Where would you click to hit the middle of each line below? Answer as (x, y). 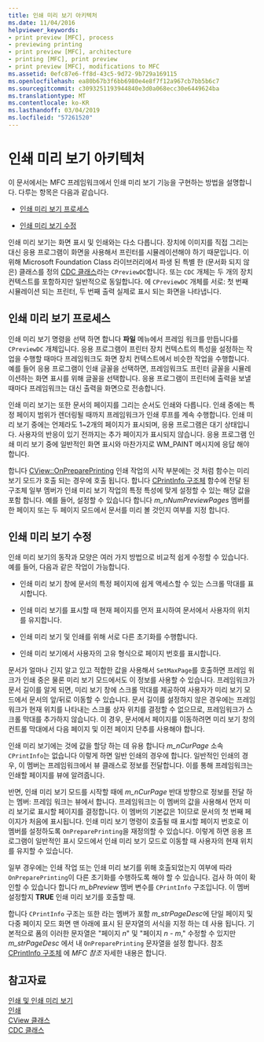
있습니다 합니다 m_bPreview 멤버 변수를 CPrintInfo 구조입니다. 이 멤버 (140, 887)
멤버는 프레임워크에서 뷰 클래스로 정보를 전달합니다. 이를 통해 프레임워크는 (140, 765)
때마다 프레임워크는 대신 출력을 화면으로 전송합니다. (87, 388)
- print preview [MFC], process (61, 37)
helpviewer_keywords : (44, 30)
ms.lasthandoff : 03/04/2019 (54, 111)
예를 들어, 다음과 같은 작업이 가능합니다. (69, 567)
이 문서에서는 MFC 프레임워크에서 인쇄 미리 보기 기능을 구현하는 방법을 (117, 182)
